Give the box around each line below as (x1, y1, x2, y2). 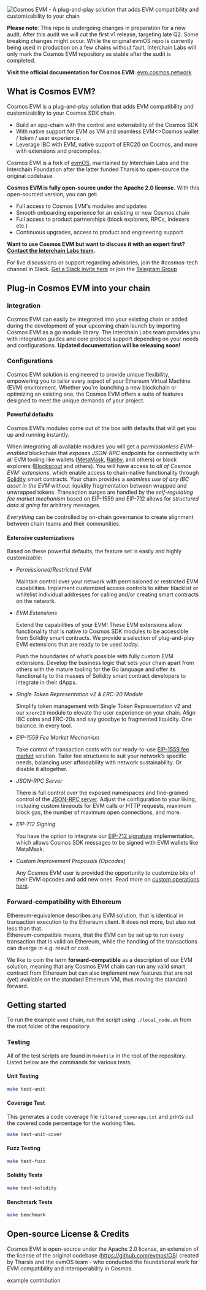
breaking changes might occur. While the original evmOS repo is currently (7, 37, 194, 44)
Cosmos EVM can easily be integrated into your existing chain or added (7, 315, 188, 323)
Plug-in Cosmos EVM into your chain (7, 283, 151, 294)
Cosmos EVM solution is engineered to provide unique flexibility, (7, 370, 170, 378)
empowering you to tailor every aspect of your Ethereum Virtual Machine (7, 377, 191, 385)
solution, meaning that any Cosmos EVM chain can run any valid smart (7, 962, 186, 970)
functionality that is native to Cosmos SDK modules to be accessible (15, 628, 189, 635)
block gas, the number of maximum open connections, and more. (15, 808, 181, 816)
